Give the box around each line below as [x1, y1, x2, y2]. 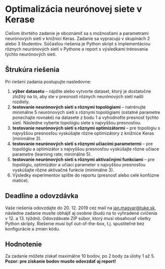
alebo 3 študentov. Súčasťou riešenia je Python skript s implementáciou [5, 40, 151, 46]
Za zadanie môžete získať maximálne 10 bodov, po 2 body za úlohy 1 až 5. [5, 253, 155, 259]
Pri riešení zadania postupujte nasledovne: [5, 78, 92, 84]
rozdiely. [12, 99, 30, 105]
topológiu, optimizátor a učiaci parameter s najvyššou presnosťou [12, 161, 146, 167]
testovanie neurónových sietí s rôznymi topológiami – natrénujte [12, 104, 146, 110]
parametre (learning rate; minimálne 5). [12, 151, 92, 157]
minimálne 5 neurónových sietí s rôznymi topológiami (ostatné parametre [12, 109, 161, 115]
